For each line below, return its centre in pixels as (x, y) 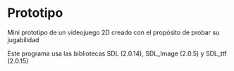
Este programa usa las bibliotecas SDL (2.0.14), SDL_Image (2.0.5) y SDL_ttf (117, 53)
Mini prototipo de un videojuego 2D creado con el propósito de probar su (113, 32)
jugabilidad (23, 39)
